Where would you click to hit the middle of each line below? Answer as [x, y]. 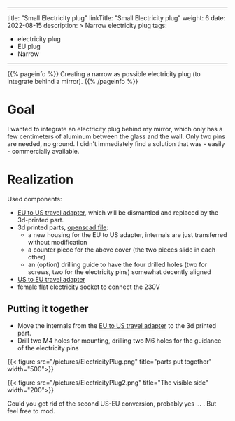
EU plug [29, 47]
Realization [41, 180]
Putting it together [48, 309]
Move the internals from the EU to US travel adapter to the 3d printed [117, 325]
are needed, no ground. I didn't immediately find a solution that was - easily [116, 143]
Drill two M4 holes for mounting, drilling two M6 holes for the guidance [119, 341]
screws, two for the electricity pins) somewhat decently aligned [119, 272]
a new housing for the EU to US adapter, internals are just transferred [127, 234]
